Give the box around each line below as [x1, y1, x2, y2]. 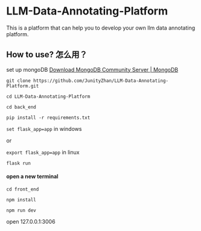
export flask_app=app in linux [6, 148, 80, 156]
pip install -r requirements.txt [6, 115, 91, 121]
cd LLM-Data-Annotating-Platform [6, 93, 91, 100]
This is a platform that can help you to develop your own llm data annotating [6, 24, 196, 31]
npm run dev [6, 207, 36, 214]
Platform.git [6, 83, 39, 89]
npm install [6, 197, 36, 203]
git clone [6, 77, 31, 84]
